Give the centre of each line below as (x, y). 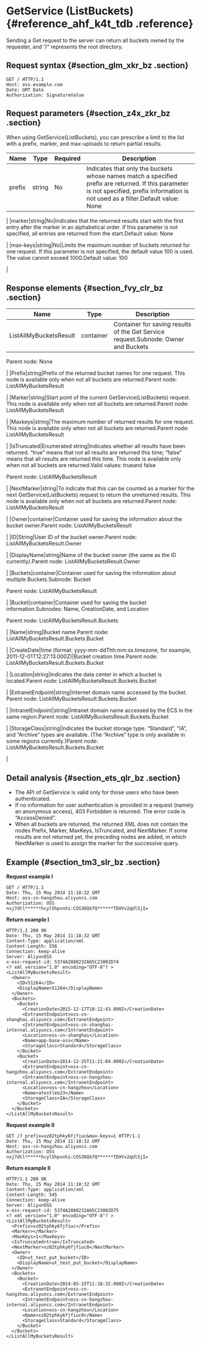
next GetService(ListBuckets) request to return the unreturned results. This (99, 495)
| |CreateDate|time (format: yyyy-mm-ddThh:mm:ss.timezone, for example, (99, 650)
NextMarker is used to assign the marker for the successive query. (97, 843)
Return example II (28, 1168)
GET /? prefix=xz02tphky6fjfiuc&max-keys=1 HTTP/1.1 (73, 1136)
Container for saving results (152, 325)
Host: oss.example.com (34, 84)
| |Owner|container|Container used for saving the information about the (94, 519)
